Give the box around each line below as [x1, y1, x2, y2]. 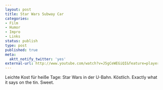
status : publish [5, 39, 38, 44]
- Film [5, 20, 18, 26]
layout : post [5, 7, 32, 12]
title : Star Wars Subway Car [5, 12, 64, 16]
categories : [5, 16, 29, 21]
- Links [5, 34, 21, 39]
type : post [5, 43, 27, 48]
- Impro [5, 30, 21, 34]
